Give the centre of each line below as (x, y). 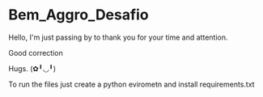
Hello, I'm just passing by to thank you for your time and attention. (118, 37)
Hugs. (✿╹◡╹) (32, 68)
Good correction (36, 53)
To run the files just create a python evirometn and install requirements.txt (131, 84)
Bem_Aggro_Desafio (78, 15)
